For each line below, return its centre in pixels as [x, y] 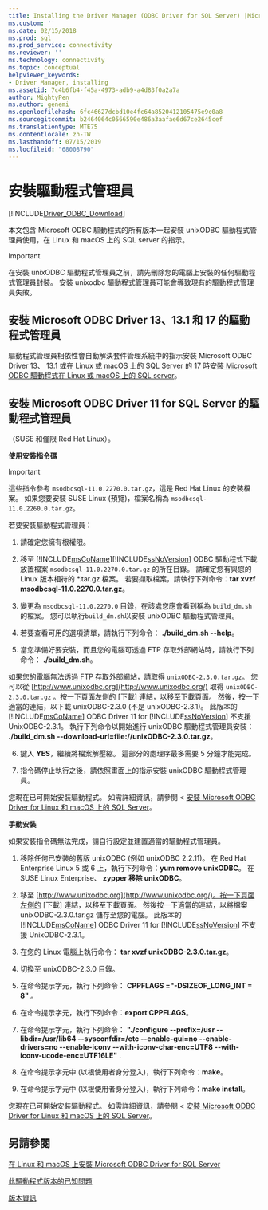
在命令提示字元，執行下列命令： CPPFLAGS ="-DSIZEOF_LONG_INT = [136, 985]
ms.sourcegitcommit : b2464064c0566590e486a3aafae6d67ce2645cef [116, 120]
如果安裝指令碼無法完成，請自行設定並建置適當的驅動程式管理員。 [116, 841]
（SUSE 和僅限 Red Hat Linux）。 [62, 439]
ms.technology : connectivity [57, 61]
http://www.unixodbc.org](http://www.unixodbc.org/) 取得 [129, 686]
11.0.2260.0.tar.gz [41, 508]
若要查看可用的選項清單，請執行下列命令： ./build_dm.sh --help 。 [129, 633]
